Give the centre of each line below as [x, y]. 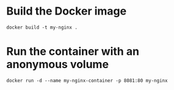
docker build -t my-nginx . [42, 27]
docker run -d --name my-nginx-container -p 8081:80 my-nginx [87, 80]
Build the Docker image [67, 11]
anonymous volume [57, 64]
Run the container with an [73, 51]
